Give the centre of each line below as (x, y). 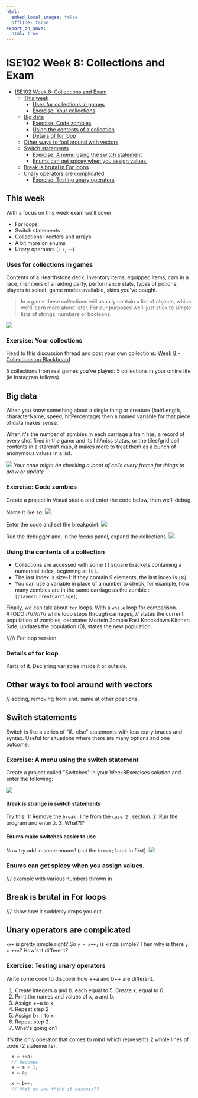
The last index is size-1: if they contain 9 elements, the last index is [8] (100, 577)
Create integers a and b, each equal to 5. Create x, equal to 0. (90, 990)
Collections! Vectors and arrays (53, 237)
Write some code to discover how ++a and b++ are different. (80, 978)
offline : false (30, 22)
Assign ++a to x (34, 1003)
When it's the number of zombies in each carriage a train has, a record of (95, 434)
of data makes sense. (32, 423)
